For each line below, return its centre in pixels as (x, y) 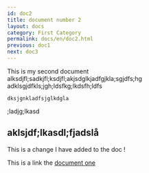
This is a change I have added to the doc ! (66, 149)
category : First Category (44, 33)
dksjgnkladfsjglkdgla (38, 98)
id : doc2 (20, 13)
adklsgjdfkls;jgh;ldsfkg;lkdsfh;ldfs (55, 86)
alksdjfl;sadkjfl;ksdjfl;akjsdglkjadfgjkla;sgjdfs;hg (75, 78)
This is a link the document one (51, 163)
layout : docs (26, 26)
